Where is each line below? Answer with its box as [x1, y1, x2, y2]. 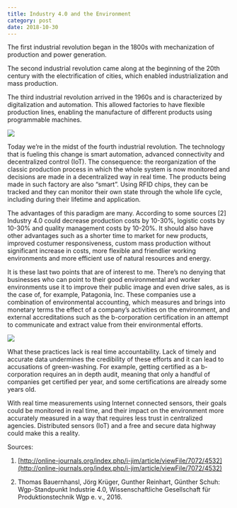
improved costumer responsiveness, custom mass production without [7, 239, 211, 248]
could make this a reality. [7, 429, 80, 438]
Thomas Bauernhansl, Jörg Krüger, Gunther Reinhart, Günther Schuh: [17, 478, 221, 486]
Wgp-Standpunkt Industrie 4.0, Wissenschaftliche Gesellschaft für [17, 485, 211, 494]
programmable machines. [7, 115, 82, 124]
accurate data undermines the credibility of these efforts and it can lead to [7, 355, 224, 363]
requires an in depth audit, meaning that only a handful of [42, 370, 211, 379]
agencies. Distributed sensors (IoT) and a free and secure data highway [7, 422, 216, 430]
